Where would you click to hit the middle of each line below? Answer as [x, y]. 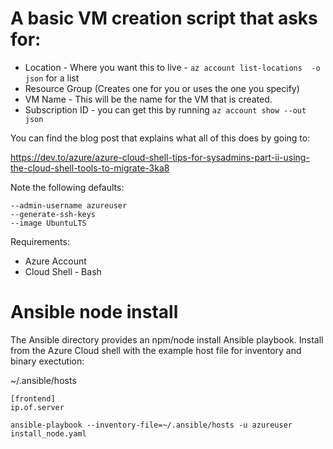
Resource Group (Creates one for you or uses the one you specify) [162, 88]
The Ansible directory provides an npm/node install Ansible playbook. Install [167, 339]
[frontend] [33, 398]
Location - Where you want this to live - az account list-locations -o [172, 67]
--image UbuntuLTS [48, 223]
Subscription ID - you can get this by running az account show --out [165, 109]
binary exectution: [47, 361]
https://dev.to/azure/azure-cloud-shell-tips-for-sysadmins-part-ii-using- [160, 157]
